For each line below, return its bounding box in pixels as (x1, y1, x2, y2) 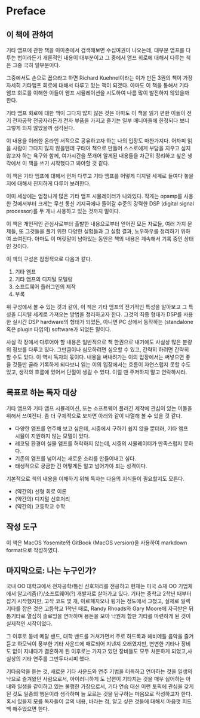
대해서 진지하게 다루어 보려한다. (17, 180, 91, 187)
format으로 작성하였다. (6, 546, 60, 553)
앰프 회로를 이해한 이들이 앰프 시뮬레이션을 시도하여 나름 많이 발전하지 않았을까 (6, 89, 190, 96)
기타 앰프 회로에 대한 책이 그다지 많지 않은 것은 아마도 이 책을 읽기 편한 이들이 (6, 110, 186, 116)
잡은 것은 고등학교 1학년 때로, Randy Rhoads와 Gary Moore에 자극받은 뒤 (21, 605, 194, 612)
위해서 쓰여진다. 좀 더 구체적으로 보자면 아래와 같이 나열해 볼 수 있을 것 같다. (6, 412, 183, 419)
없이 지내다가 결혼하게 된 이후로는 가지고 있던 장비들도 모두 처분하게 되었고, (12, 648, 188, 655)
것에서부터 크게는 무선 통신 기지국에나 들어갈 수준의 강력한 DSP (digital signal (12, 200, 194, 207)
